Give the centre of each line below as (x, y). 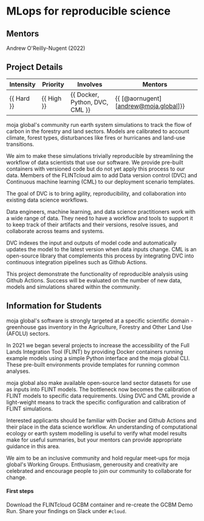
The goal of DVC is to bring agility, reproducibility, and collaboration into (96, 193)
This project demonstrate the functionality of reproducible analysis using (97, 274)
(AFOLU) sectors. (28, 333)
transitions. (20, 144)
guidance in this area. (33, 446)
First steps (20, 491)
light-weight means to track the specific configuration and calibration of (96, 402)
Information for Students (54, 306)
